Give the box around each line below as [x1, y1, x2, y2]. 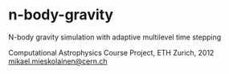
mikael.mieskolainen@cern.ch [8, 56, 108, 66]
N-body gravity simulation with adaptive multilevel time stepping [8, 32, 222, 42]
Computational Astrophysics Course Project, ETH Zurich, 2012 [8, 47, 215, 57]
